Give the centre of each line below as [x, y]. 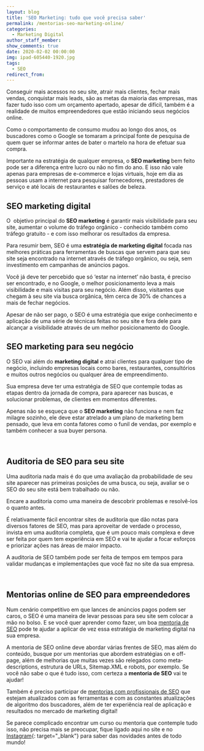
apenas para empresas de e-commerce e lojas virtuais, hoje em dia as [95, 174]
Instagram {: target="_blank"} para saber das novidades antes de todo [94, 736]
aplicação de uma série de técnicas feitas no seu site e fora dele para [94, 321]
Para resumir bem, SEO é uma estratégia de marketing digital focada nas [99, 245]
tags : [13, 63]
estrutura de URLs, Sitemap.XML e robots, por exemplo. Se [115, 667]
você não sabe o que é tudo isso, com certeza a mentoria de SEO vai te [97, 673]
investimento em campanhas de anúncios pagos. [68, 265]
